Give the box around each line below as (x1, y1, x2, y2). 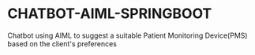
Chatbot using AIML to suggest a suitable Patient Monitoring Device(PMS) (7, 31, 248, 40)
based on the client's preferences (7, 38, 118, 48)
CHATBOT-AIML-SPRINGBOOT (7, 5, 212, 23)
